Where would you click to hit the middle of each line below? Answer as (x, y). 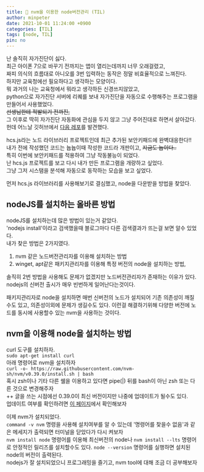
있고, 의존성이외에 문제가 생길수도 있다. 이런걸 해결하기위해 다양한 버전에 (104, 305)
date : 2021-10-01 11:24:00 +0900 (49, 23)
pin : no (16, 40)
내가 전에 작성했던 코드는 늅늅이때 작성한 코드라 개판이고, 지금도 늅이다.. (91, 148)
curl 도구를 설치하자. (31, 349)
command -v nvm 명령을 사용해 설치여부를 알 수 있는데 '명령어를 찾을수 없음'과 (97, 424)
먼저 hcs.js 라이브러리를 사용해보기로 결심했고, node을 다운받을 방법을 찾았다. (99, 183)
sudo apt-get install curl (40, 356)
